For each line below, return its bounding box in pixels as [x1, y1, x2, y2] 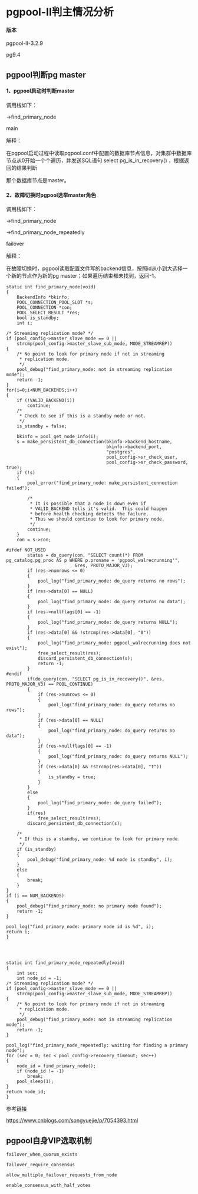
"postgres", [106, 449, 136, 455]
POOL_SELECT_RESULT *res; [16, 310, 81, 316]
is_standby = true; [48, 774, 96, 780]
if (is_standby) [16, 847, 57, 853]
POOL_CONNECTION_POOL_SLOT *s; [16, 300, 94, 305]
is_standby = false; [16, 423, 67, 429]
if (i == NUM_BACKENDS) [6, 893, 65, 899]
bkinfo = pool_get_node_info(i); [16, 434, 99, 440]
